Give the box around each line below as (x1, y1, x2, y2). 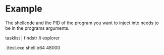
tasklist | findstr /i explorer (5, 35, 60, 41)
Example (5, 3, 42, 15)
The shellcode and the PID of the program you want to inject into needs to (5, 20, 159, 26)
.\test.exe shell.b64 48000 (5, 44, 61, 50)
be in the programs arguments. (5, 25, 70, 31)
